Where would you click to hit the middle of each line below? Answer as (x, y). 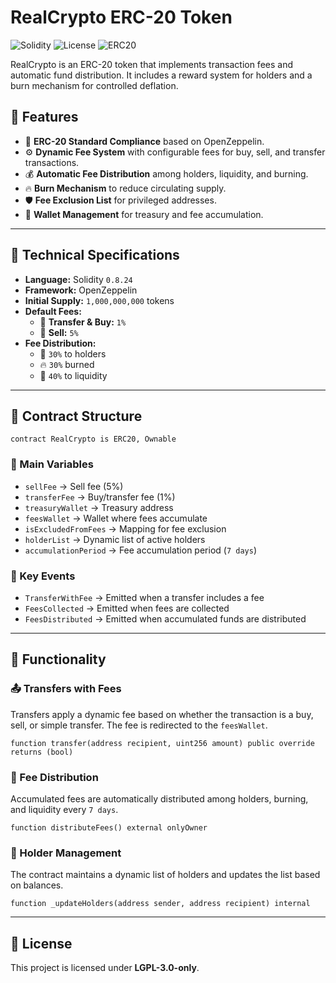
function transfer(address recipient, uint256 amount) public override (162, 743)
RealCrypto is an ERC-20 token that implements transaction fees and (151, 64)
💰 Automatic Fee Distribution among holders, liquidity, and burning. (166, 173)
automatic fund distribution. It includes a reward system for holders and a (161, 75)
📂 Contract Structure (76, 416)
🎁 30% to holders (73, 353)
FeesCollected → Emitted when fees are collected (127, 608)
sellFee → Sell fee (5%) (74, 486)
